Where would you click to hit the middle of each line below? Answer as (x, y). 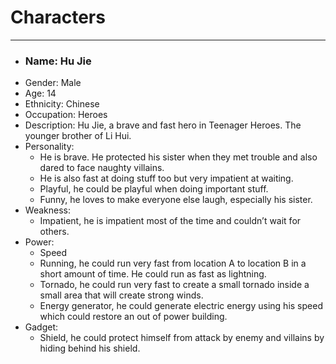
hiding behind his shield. (90, 348)
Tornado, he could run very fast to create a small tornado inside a (174, 285)
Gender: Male (53, 83)
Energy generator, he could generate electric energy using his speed (181, 306)
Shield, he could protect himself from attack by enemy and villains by (182, 338)
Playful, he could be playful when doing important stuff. (154, 189)
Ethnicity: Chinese (62, 104)
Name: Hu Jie (58, 61)
